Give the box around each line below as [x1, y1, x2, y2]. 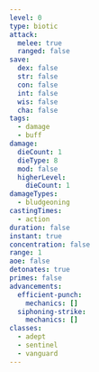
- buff [17, 131, 42, 140]
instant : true [9, 231, 63, 240]
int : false [17, 88, 58, 98]
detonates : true [9, 265, 70, 274]
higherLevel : [17, 172, 67, 181]
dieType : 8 [17, 155, 58, 165]
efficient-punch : [17, 290, 83, 299]
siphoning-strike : [17, 307, 87, 316]
